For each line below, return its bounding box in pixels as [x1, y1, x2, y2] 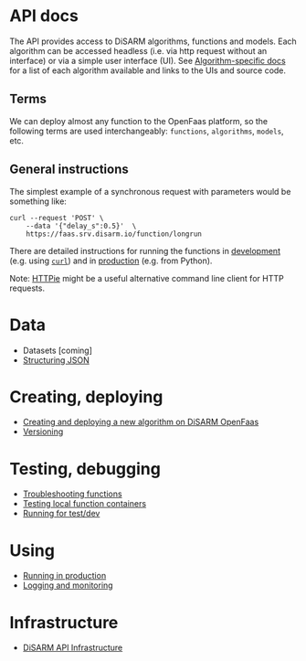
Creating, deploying [9, 386, 164, 407]
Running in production [22, 570, 107, 581]
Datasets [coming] [22, 345, 93, 356]
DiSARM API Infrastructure [22, 642, 123, 654]
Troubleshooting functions [22, 488, 122, 499]
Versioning [22, 426, 64, 437]
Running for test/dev [22, 508, 100, 519]
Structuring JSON [22, 354, 90, 366]
